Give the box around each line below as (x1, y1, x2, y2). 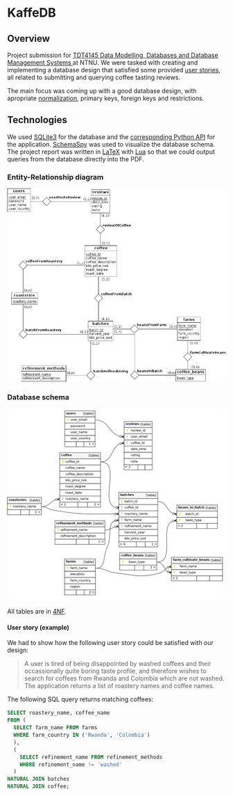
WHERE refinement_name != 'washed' (19, 761, 123, 768)
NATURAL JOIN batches (7, 776, 70, 783)
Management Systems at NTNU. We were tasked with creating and (7, 58, 198, 67)
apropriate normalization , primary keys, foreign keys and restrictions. (7, 94, 205, 102)
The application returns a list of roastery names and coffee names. (24, 682, 215, 690)
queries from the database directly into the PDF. (7, 154, 144, 163)
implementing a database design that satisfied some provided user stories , (7, 66, 221, 74)
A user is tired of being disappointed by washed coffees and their (24, 660, 212, 668)
